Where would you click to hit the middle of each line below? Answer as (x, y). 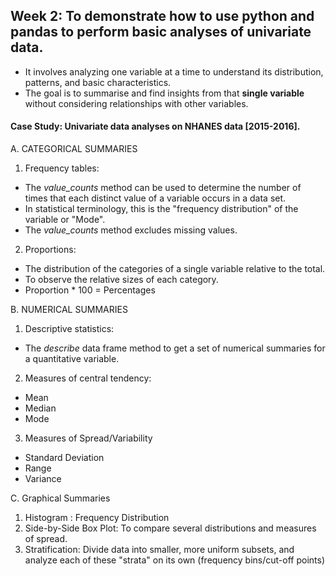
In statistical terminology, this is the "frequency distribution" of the (161, 209)
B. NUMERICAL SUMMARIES (69, 310)
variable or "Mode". (65, 220)
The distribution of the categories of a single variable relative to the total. (175, 269)
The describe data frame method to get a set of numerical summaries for (175, 348)
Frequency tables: (62, 168)
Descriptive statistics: (69, 329)
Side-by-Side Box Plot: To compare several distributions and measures (170, 528)
